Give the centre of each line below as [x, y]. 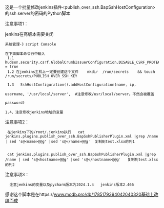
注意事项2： [17, 122]
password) [15, 103]
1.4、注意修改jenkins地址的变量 [34, 112]
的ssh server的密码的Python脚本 [38, 13]
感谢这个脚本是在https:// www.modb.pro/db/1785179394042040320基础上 [80, 194]
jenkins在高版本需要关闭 [29, 34]
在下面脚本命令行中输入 [25, 54]
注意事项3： [17, 174]
